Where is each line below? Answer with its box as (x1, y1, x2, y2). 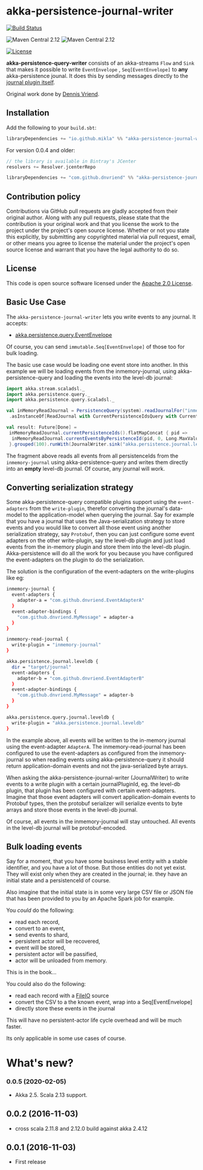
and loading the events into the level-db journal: (53, 373, 173, 381)
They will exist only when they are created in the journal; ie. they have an (6, 870, 187, 877)
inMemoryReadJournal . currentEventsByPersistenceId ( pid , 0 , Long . (11, 435, 180, 442)
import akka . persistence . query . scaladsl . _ (6, 397, 115, 403)
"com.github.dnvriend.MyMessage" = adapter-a (17, 614, 134, 620)
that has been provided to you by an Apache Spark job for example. (6, 895, 175, 902)
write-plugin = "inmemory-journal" (11, 642, 101, 648)
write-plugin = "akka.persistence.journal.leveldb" (11, 720, 145, 726)
